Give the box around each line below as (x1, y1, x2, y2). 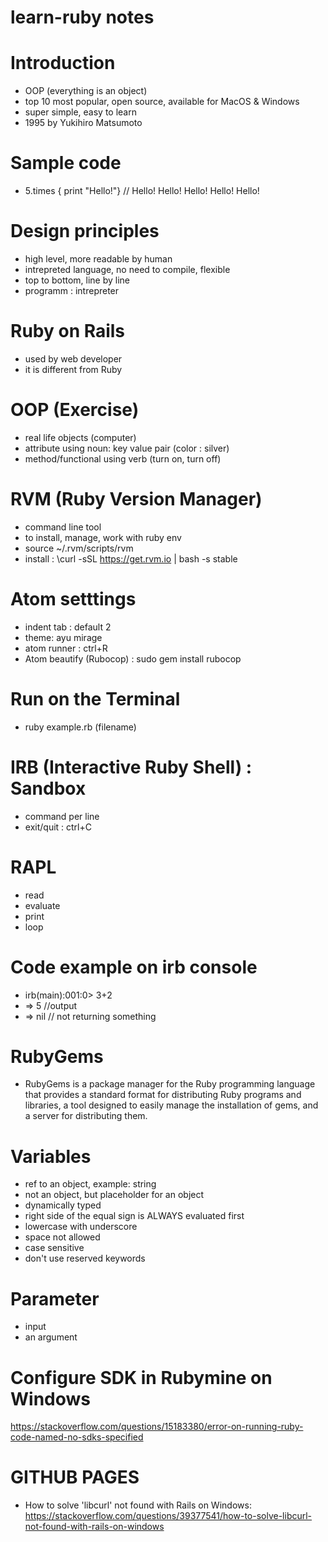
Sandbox (10, 777, 87, 800)
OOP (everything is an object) (24, 85, 148, 97)
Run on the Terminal (10, 687, 181, 710)
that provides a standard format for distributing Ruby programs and (24, 1089, 302, 1101)
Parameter (10, 1287, 100, 1310)
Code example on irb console (10, 956, 258, 978)
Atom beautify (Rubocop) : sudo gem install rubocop (24, 652, 242, 665)
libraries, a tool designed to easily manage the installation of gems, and (24, 1099, 319, 1111)
